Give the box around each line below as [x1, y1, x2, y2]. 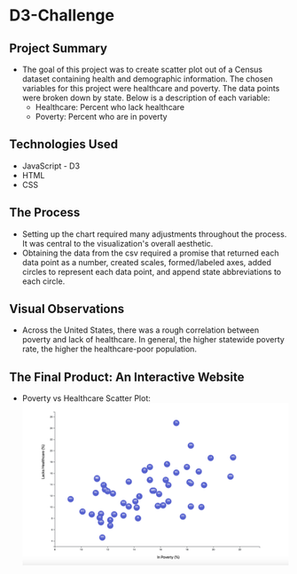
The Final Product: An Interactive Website [9, 369, 245, 384]
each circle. [21, 276, 66, 287]
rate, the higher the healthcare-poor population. [21, 343, 198, 355]
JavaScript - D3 [21, 161, 81, 171]
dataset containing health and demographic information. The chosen [21, 74, 273, 84]
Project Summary [9, 41, 108, 56]
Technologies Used [9, 137, 118, 152]
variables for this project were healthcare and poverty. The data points [21, 83, 280, 93]
